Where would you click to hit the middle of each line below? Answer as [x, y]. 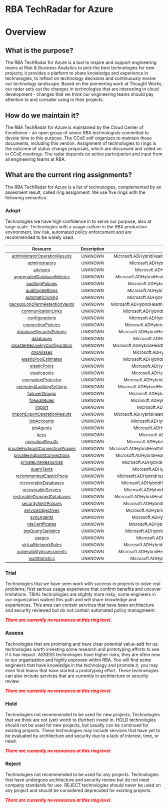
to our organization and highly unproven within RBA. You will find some [78, 660]
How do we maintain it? [42, 115]
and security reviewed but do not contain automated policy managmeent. [80, 610]
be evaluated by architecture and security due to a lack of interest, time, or [82, 736]
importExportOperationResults [42, 414]
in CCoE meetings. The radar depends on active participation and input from [84, 154]
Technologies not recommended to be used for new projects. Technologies [82, 715]
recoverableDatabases [42, 483]
